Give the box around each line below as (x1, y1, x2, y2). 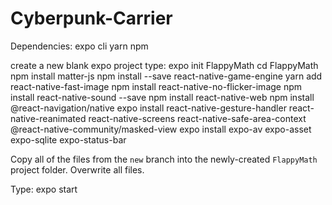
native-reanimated (10, 112, 87, 124)
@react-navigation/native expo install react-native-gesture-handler (10, 102, 287, 114)
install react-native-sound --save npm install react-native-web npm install (10, 91, 315, 103)
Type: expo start (10, 183, 78, 195)
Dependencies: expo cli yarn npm (10, 40, 149, 52)
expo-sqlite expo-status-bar (10, 133, 127, 146)
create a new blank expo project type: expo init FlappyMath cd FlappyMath (10, 59, 319, 71)
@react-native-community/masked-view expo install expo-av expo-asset (10, 123, 312, 135)
